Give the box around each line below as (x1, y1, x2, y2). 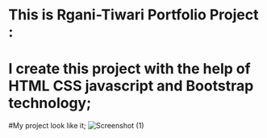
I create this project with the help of (8, 60, 252, 78)
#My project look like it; (8, 121, 86, 131)
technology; (8, 94, 92, 112)
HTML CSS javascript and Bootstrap (8, 77, 254, 95)
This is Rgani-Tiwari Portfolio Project (8, 6, 260, 24)
